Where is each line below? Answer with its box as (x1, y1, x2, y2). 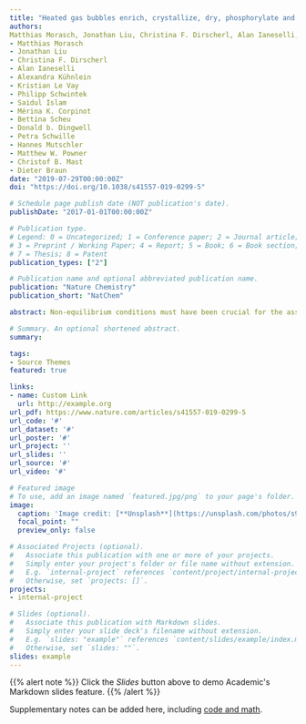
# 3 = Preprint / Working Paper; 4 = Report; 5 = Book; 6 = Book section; (9, 240, 300, 250)
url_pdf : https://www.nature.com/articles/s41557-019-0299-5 (9, 407, 247, 417)
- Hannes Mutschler (9, 140, 84, 149)
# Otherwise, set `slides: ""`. (9, 643, 141, 652)
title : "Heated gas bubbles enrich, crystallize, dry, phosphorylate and (9, 13, 296, 23)
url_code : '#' (9, 416, 64, 425)
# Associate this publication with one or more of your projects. (9, 551, 275, 560)
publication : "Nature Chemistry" (9, 283, 137, 292)
